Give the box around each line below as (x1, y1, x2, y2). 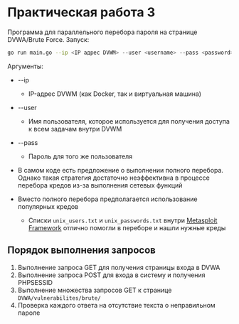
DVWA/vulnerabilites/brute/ (17, 294, 101, 302)
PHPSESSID (17, 278, 53, 286)
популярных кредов (17, 202, 79, 210)
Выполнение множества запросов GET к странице (17, 286, 172, 294)
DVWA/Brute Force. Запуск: (7, 35, 90, 43)
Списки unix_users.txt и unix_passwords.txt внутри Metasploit (28, 216, 218, 225)
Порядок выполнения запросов (7, 244, 156, 256)
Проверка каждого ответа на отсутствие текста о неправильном (17, 301, 216, 309)
